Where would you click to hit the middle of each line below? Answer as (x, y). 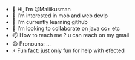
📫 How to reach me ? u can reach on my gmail (71, 35)
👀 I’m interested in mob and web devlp (60, 16)
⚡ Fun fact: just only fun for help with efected (68, 50)
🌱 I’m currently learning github (50, 22)
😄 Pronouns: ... (31, 44)
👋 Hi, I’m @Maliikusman (41, 9)
